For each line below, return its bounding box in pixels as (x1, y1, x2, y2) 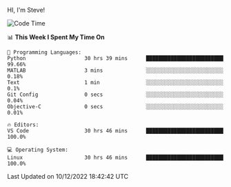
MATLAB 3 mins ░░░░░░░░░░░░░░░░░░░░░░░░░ (7, 67, 224, 74)
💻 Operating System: (7, 146, 69, 153)
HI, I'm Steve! (7, 6, 46, 14)
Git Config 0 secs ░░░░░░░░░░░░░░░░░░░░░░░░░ (7, 91, 224, 98)
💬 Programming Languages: (7, 49, 81, 56)
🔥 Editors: (7, 121, 39, 128)
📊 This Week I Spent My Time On (7, 33, 105, 41)
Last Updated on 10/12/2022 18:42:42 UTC (7, 173, 129, 180)
